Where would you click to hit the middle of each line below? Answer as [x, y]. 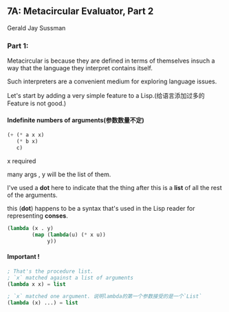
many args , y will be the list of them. [59, 174]
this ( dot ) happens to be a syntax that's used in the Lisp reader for [101, 208]
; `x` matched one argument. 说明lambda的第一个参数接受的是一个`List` [105, 297]
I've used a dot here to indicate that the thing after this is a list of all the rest [115, 187]
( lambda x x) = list [37, 284]
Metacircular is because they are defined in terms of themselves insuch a [111, 61]
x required [22, 160]
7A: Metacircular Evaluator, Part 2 [80, 11]
